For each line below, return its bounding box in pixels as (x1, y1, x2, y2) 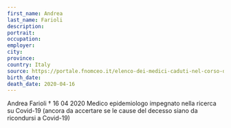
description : (7, 23, 45, 30)
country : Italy (7, 61, 51, 68)
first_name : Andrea (7, 10, 63, 17)
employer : (7, 42, 36, 49)
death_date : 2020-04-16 (7, 81, 76, 87)
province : (7, 55, 36, 62)
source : (7, 67, 30, 74)
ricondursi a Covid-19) (7, 114, 71, 122)
